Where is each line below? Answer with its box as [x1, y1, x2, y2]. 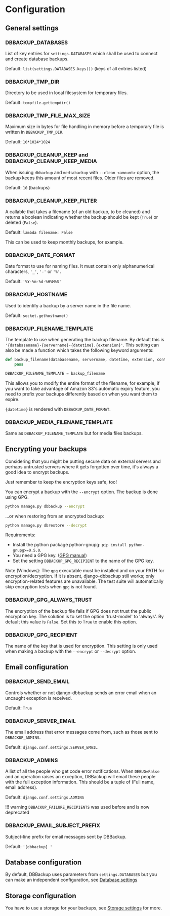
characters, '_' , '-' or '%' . [5, 268, 62, 274]
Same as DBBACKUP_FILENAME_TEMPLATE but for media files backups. [5, 430, 143, 436]
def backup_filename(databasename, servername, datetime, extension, [5, 357, 155, 362]
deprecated [5, 809, 29, 816]
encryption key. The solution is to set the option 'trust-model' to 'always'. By [5, 613, 164, 619]
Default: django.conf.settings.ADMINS [5, 794, 84, 801]
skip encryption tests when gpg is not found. [5, 584, 97, 590]
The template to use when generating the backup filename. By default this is [5, 336, 164, 342]
